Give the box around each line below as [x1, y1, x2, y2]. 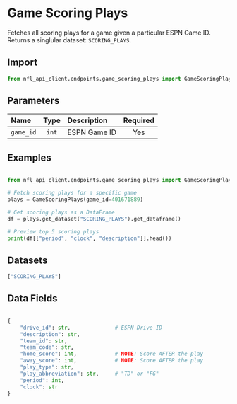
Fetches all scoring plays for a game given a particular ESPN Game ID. [7, 28, 212, 37]
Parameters [7, 95, 60, 107]
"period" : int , [20, 376, 65, 383]
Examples [7, 151, 51, 163]
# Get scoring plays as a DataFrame [7, 209, 115, 216]
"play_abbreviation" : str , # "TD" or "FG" [20, 370, 159, 377]
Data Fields [7, 292, 58, 305]
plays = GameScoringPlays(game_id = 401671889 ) [7, 196, 143, 203]
